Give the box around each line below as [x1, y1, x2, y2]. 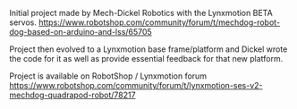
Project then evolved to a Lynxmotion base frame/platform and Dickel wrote [9, 44, 288, 54]
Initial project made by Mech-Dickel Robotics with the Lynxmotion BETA [9, 8, 273, 18]
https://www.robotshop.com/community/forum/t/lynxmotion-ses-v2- [9, 80, 263, 90]
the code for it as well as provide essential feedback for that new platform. [9, 54, 284, 63]
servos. [9, 17, 38, 28]
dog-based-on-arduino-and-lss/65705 [9, 27, 152, 37]
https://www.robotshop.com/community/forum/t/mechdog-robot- [38, 17, 280, 28]
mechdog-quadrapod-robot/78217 [9, 89, 136, 100]
